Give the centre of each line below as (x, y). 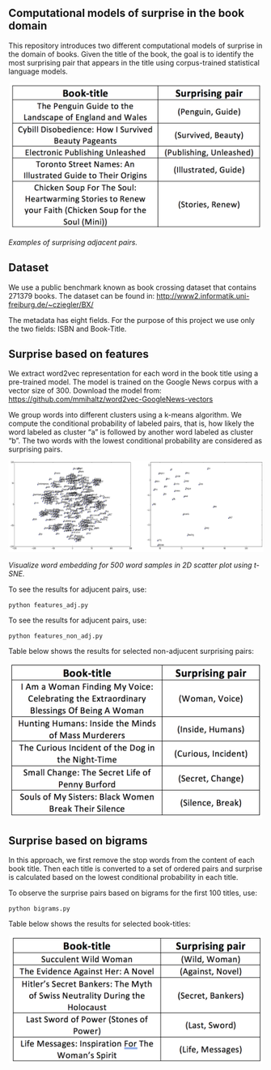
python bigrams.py (39, 909)
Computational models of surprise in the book (127, 13)
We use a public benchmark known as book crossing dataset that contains (133, 287)
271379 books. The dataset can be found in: (82, 295)
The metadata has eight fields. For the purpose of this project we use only (131, 320)
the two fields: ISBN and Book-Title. (68, 329)
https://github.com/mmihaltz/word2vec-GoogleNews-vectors (111, 399)
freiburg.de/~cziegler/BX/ (51, 304)
